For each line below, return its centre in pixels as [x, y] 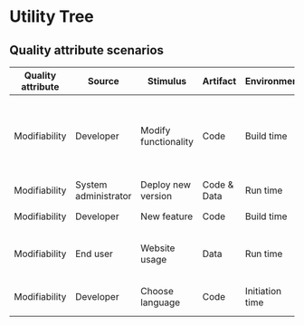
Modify [155, 130]
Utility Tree [52, 17]
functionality [167, 142]
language [160, 302]
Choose [157, 291]
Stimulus [167, 81]
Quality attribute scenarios [87, 50]
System [91, 185]
